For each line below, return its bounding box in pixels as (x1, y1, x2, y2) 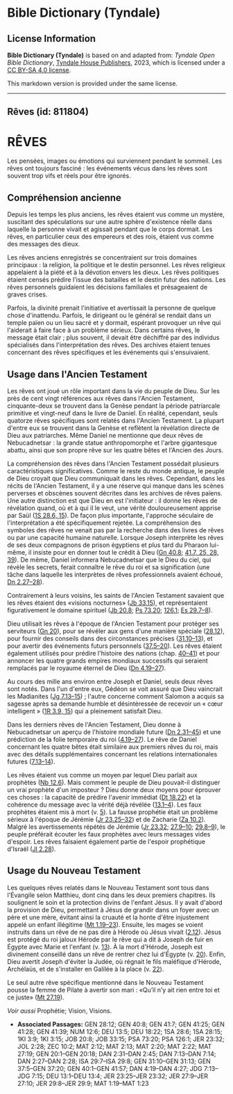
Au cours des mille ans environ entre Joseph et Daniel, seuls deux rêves (7, 677, 214, 685)
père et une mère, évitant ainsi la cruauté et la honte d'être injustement (7, 913, 209, 921)
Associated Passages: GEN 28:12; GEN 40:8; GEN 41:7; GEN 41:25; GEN (17, 1020, 225, 1028)
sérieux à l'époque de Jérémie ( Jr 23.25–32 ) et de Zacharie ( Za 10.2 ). (7, 815, 206, 823)
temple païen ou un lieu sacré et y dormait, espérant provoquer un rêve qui (7, 319, 221, 327)
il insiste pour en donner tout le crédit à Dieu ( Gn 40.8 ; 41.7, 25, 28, (28, 548, 219, 556)
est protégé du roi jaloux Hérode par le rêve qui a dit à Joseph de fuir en (7, 935, 214, 944)
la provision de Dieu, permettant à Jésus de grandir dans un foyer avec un (7, 905, 219, 914)
